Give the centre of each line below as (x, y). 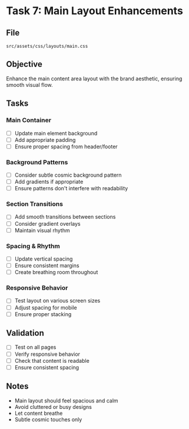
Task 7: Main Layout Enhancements (95, 11)
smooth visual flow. (29, 84)
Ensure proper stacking (43, 314)
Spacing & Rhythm (33, 246)
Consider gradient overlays (47, 223)
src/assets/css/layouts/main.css (47, 46)
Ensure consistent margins (47, 266)
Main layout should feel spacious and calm (67, 401)
